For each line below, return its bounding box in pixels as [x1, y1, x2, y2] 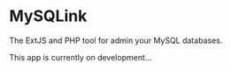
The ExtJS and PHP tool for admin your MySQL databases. [9, 35, 223, 46]
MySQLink [9, 6, 88, 26]
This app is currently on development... [9, 52, 152, 62]
